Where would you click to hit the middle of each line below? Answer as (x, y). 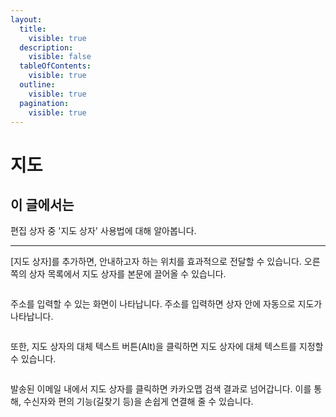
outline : (37, 85)
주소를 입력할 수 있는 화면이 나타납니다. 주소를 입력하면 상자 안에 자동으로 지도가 (166, 304)
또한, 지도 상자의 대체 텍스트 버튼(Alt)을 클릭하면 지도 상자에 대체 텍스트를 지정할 (167, 347)
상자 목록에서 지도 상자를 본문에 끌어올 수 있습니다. (127, 274)
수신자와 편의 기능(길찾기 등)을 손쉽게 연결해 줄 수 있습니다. (138, 402)
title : (33, 29)
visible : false (60, 57)
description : (46, 47)
